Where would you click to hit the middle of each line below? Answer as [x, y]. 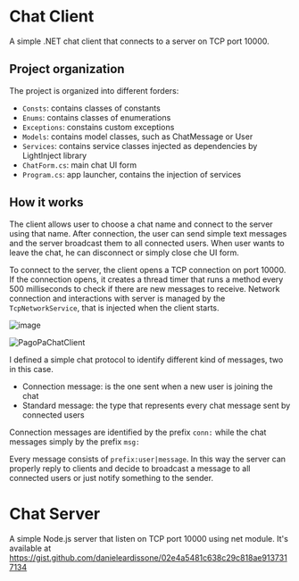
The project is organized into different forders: [94, 90]
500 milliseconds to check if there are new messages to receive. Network [145, 288]
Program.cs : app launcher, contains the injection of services [132, 174]
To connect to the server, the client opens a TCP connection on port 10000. [148, 270]
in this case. [31, 369]
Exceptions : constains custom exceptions [98, 127]
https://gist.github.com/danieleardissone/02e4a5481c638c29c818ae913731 [148, 557]
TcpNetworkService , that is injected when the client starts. [115, 307]
